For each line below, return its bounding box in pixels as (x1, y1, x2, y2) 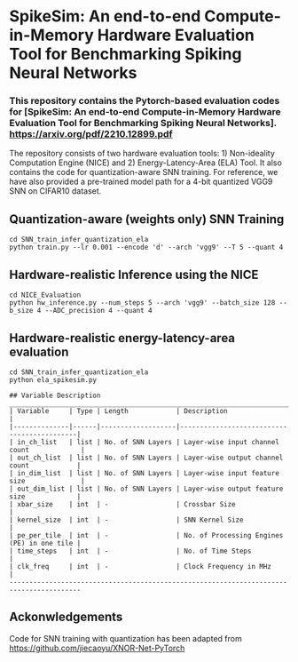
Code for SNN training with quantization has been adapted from (9, 633, 242, 643)
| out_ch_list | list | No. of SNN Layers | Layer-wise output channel (9, 453, 284, 462)
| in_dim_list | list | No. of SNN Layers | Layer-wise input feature (9, 468, 279, 477)
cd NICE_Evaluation (9, 291, 82, 299)
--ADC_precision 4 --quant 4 (44, 307, 153, 315)
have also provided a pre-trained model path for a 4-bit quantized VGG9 (9, 176, 273, 187)
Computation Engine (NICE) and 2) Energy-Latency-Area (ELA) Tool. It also (9, 157, 282, 168)
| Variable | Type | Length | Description (9, 406, 228, 415)
